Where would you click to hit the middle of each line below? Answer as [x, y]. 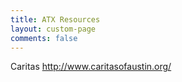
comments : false [44, 38]
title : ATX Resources [55, 19]
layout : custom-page [53, 29]
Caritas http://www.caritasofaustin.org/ [91, 67]
